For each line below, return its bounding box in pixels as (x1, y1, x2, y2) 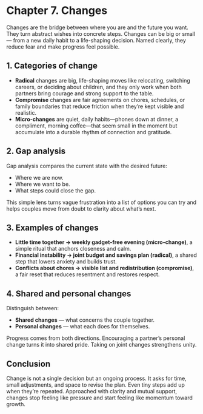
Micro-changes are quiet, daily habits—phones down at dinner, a (15, 115, 179, 123)
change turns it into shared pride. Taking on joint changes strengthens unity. (6, 341, 197, 348)
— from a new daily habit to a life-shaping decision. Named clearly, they (6, 36, 187, 44)
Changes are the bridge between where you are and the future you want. (6, 24, 189, 31)
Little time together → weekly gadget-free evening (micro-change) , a (15, 239, 193, 246)
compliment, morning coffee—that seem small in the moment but (15, 122, 178, 129)
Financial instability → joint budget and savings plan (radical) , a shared (15, 251, 197, 259)
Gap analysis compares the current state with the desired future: (6, 162, 168, 169)
